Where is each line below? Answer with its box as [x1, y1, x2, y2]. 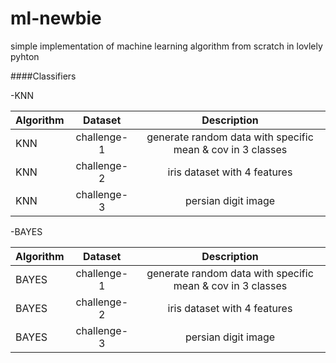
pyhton [10, 50, 40, 62]
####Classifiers [10, 70, 77, 82]
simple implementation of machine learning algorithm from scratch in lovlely [10, 40, 323, 52]
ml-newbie [10, 7, 102, 30]
